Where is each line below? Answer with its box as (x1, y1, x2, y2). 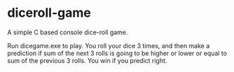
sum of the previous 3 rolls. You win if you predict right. (7, 56, 167, 64)
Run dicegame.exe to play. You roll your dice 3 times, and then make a (7, 41, 210, 50)
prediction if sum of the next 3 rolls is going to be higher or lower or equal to (7, 49, 228, 57)
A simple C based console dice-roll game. (7, 28, 128, 36)
